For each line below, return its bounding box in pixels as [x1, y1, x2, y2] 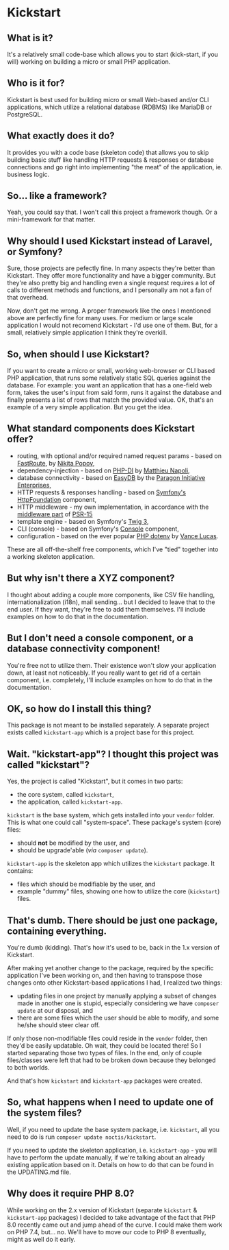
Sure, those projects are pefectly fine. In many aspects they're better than [7, 264, 215, 272]
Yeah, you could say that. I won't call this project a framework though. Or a [7, 208, 217, 217]
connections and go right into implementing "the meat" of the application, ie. [7, 163, 223, 171]
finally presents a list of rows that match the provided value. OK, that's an [7, 396, 214, 404]
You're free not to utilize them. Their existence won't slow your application [7, 661, 217, 669]
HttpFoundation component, [16, 495, 97, 503]
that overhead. [7, 293, 49, 302]
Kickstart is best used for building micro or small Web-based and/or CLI [7, 95, 210, 104]
